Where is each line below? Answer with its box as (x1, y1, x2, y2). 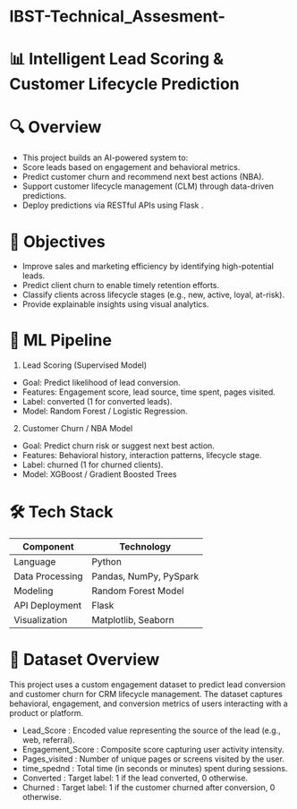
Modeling (13, 584, 54, 597)
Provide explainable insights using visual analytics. (21, 299, 209, 310)
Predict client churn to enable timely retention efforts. (21, 280, 220, 291)
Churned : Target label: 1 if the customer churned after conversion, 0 (21, 782, 276, 793)
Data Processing (13, 570, 83, 583)
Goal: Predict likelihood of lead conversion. (21, 378, 181, 388)
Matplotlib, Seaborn (91, 614, 174, 626)
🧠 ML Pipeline (9, 330, 112, 351)
